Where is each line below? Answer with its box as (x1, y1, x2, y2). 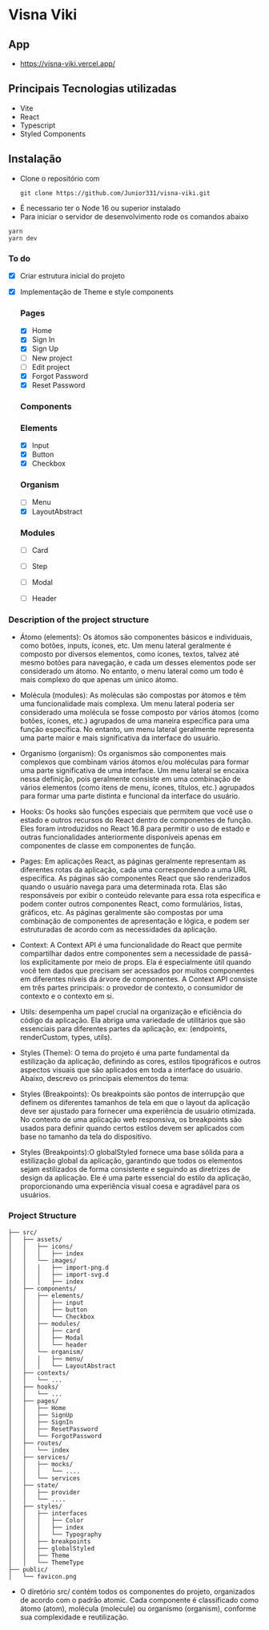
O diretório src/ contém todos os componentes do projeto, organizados (19, 1587, 255, 1596)
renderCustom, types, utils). (19, 1033, 113, 1043)
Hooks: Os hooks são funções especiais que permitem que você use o (19, 807, 254, 816)
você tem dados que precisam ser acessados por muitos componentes (19, 965, 255, 976)
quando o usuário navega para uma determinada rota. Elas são (19, 882, 227, 892)
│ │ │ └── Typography (8, 1530, 102, 1539)
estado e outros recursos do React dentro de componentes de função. (19, 815, 253, 825)
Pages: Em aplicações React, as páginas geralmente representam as (19, 856, 247, 866)
